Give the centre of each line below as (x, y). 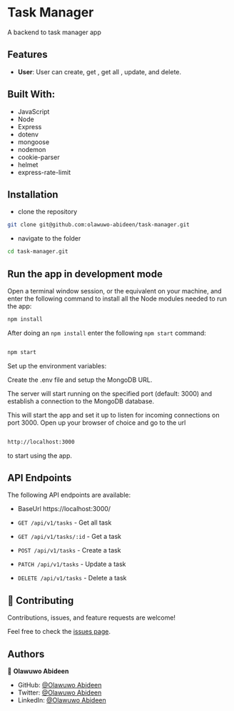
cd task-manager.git (38, 252)
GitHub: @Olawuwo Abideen (60, 685)
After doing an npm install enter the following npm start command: (107, 333)
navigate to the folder (49, 238)
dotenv (28, 134)
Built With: (31, 95)
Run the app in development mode (85, 274)
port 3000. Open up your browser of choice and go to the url (97, 423)
